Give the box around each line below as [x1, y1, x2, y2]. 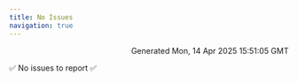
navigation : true [9, 21, 74, 30]
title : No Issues [9, 12, 74, 22]
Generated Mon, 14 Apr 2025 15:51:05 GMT [130, 45, 289, 56]
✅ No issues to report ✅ [9, 63, 98, 73]
